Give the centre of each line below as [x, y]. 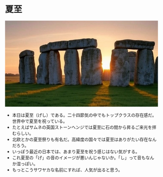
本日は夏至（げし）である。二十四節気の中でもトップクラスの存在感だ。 [84, 115]
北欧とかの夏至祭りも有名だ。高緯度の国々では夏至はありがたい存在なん [84, 140]
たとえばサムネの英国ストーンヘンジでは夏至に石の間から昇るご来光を [82, 127]
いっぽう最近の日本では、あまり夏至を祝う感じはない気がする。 [76, 152]
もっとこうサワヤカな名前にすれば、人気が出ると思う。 [67, 170]
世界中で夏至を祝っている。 [40, 121]
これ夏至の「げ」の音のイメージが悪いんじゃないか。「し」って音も [79, 158]
